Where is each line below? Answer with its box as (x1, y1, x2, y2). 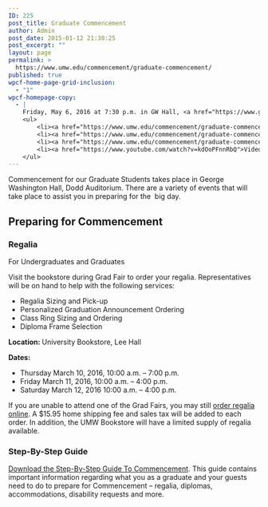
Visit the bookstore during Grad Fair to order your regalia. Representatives (8, 272, 251, 282)
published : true (8, 71, 62, 79)
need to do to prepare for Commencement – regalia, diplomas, (8, 481, 213, 491)
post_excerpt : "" (8, 42, 66, 50)
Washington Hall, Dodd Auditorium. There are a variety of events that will (8, 183, 248, 192)
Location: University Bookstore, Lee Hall (8, 337, 142, 347)
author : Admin (8, 26, 56, 34)
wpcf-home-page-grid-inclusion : (8, 78, 116, 86)
